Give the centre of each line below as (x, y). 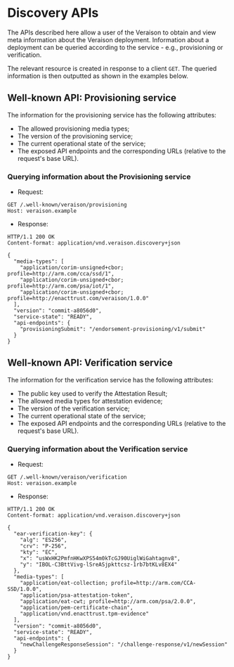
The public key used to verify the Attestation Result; (92, 393)
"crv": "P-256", (44, 546)
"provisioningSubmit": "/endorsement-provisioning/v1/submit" (113, 329)
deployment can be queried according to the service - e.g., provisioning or (115, 47)
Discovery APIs (53, 13)
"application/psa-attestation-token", (77, 595)
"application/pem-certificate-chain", (77, 608)
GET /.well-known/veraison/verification (67, 477)
